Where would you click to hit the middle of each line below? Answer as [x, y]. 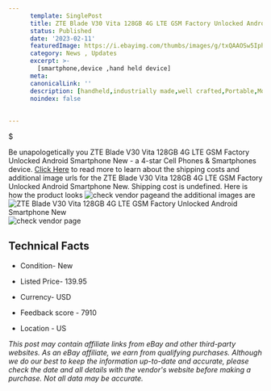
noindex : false [55, 99]
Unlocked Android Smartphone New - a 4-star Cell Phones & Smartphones [132, 161]
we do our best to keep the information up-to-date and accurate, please [129, 361]
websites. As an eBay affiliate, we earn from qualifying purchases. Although [135, 352]
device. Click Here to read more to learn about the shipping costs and [124, 169]
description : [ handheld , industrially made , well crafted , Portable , [144, 91]
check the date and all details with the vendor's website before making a [130, 369]
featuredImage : [55, 46]
